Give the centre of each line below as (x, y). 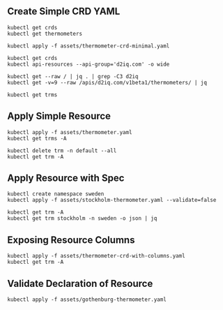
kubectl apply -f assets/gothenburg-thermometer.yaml (87, 300)
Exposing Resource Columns (71, 240)
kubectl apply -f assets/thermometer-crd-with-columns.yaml (97, 256)
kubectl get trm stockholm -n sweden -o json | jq (82, 219)
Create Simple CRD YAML (64, 12)
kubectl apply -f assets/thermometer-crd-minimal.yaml (89, 46)
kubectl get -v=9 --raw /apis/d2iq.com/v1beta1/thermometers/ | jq (107, 82)
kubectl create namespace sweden (56, 194)
